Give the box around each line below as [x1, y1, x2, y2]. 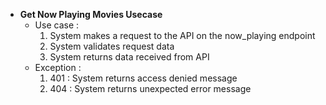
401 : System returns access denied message [49, 72, 238, 84]
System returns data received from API [49, 51, 210, 63]
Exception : [34, 62, 82, 73]
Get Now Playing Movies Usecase [19, 9, 163, 20]
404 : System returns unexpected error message [49, 83, 252, 94]
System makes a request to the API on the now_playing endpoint [49, 30, 316, 41]
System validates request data [49, 40, 175, 52]
